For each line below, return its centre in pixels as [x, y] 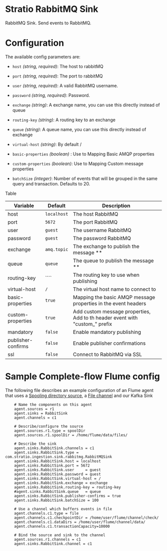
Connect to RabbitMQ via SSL [108, 354]
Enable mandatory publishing [107, 332]
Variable [24, 206]
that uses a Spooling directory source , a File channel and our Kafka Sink [79, 395]
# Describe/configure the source [49, 426]
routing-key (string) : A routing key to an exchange [64, 120]
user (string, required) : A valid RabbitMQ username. [65, 85]
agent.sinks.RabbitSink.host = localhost [57, 461]
